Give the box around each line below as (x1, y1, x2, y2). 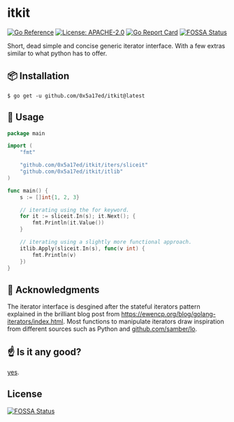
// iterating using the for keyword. (20, 206, 130, 213)
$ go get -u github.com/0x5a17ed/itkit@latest (7, 92, 145, 99)
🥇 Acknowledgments (7, 283, 100, 295)
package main (7, 129, 45, 137)
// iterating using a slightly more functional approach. (20, 239, 192, 246)
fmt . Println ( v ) (32, 251, 77, 258)
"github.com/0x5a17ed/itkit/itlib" (20, 168, 124, 176)
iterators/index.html (7, 317, 64, 326)
